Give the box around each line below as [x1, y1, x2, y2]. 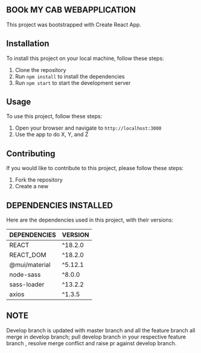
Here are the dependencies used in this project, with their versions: [6, 216, 174, 223]
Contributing [6, 148, 56, 159]
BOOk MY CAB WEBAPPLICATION [6, 5, 136, 15]
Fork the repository [14, 176, 63, 183]
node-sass [9, 271, 41, 279]
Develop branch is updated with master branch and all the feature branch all [6, 326, 196, 334]
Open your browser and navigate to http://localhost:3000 [14, 124, 162, 132]
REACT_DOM [9, 251, 46, 259]
